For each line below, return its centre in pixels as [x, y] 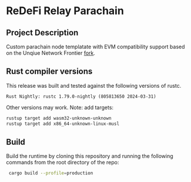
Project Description [42, 33]
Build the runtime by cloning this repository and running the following [90, 156]
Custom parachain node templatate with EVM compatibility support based [95, 47]
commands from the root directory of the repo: [63, 163]
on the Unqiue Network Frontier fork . [51, 53]
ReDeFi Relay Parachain [65, 11]
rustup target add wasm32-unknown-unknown [59, 118]
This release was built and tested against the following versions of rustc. [94, 85]
